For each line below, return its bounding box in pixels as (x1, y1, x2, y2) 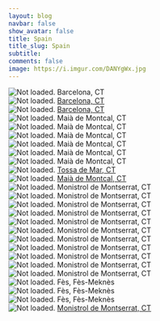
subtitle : (8, 50, 42, 58)
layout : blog (8, 11, 53, 20)
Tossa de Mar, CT (57, 164, 116, 175)
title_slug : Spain (8, 42, 70, 50)
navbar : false (8, 20, 57, 28)
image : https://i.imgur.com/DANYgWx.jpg (8, 65, 147, 73)
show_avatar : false (8, 27, 74, 35)
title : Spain (8, 34, 53, 43)
